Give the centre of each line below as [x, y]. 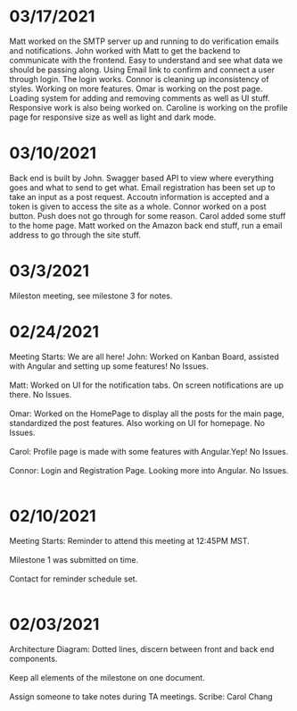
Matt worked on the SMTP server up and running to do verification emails [144, 41]
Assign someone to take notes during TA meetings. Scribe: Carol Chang [141, 696]
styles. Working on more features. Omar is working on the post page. [136, 88]
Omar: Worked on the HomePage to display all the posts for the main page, [147, 414]
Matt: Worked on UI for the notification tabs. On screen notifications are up [146, 385]
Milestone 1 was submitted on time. [74, 559]
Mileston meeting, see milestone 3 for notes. [91, 296]
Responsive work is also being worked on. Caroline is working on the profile [148, 107]
